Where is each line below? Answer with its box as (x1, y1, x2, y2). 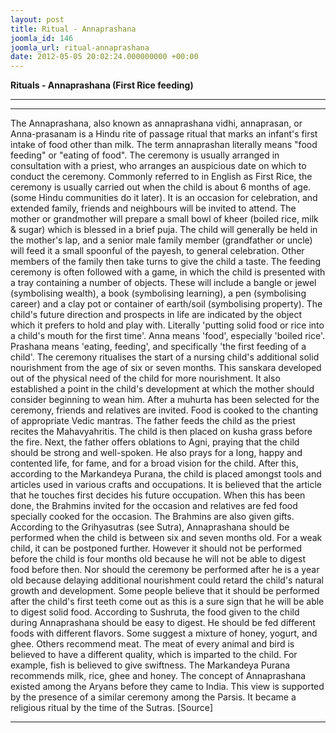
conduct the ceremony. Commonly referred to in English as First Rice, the (10, 171, 313, 183)
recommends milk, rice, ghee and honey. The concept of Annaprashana (10, 670, 307, 682)
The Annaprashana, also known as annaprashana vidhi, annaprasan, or (10, 117, 303, 130)
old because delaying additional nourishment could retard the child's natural (10, 574, 324, 586)
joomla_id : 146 (10, 33, 74, 43)
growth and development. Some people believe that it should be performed (10, 585, 320, 597)
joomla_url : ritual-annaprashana (10, 42, 150, 53)
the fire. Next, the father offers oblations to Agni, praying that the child (10, 436, 300, 448)
